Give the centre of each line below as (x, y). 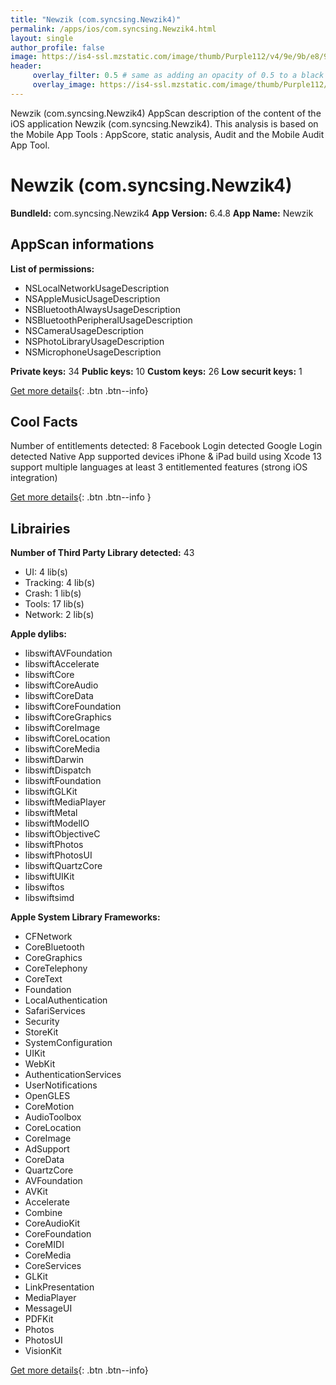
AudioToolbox (53, 1117)
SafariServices (55, 1011)
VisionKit (43, 1351)
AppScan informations (82, 244)
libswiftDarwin (54, 760)
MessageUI (48, 1308)
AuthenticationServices (73, 1075)
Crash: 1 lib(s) (53, 593)
